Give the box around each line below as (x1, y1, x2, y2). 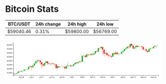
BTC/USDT (8, 21, 31, 27)
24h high (67, 21, 87, 27)
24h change (35, 21, 61, 27)
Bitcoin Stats (5, 3, 59, 15)
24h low (96, 21, 114, 27)
